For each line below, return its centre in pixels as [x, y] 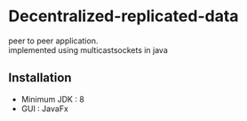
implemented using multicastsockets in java [88, 49]
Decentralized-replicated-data [123, 16]
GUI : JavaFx [44, 109]
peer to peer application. [53, 41]
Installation [40, 78]
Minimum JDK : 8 [53, 99]
